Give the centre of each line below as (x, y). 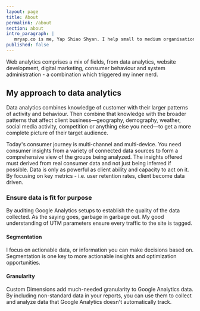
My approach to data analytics (64, 93)
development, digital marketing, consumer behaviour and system (86, 68)
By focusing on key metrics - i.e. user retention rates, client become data (96, 175)
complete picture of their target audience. (57, 133)
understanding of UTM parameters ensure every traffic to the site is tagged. (99, 223)
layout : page (22, 12)
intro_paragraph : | (30, 34)
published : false (28, 45)
